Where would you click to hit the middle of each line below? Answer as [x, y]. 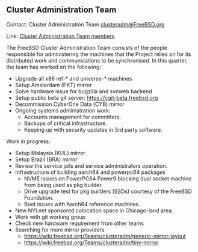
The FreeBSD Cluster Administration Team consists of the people [87, 48]
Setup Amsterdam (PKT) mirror [53, 85]
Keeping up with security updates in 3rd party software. [93, 129]
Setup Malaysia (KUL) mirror [50, 153]
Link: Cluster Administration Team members [60, 36]
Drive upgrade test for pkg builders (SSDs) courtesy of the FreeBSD [108, 191]
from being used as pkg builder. [63, 185]
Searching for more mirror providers [60, 229]
